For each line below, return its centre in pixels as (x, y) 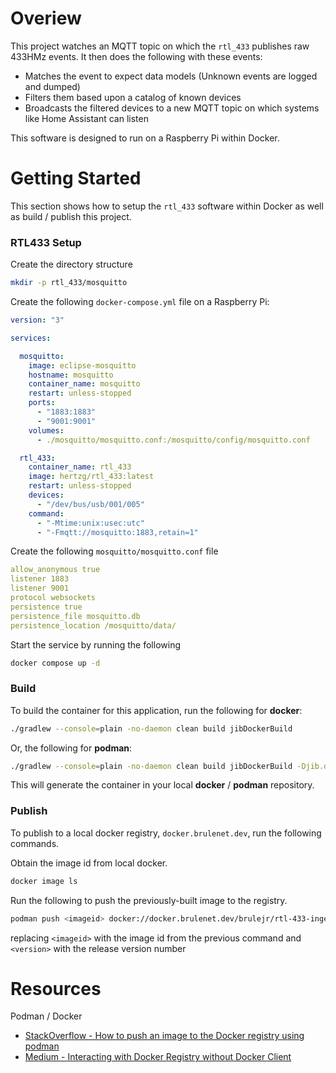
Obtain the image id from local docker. (89, 863)
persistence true (46, 607)
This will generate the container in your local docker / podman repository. (162, 785)
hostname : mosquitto (71, 375)
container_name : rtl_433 (80, 467)
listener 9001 (40, 588)
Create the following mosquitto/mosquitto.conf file (114, 551)
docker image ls (44, 881)
